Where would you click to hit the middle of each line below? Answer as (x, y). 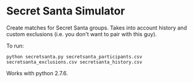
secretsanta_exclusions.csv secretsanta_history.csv (74, 62)
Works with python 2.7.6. (37, 73)
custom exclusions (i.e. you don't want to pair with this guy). (82, 34)
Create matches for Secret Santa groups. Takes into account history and (96, 28)
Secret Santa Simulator (66, 11)
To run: (15, 46)
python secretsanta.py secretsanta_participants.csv (74, 57)
